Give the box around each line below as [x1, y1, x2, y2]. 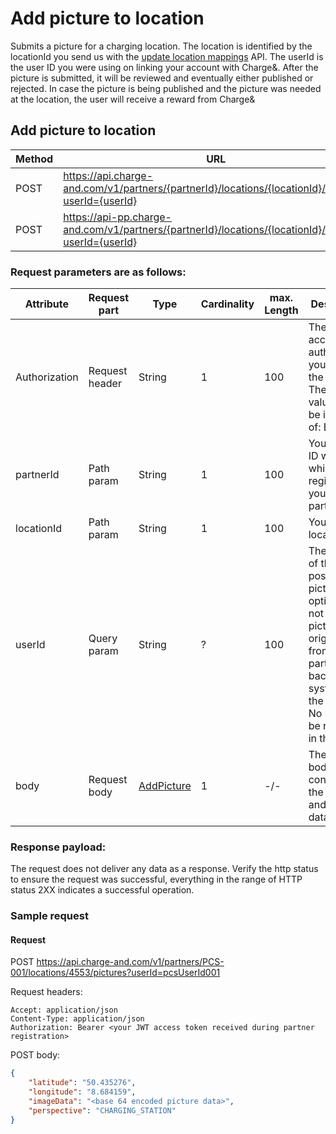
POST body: [10, 1049, 61, 1061]
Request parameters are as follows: [10, 265, 187, 279]
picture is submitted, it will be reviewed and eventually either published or [10, 72, 314, 84]
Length [264, 303, 299, 317]
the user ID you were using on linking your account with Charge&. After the [10, 61, 319, 73]
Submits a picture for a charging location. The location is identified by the [10, 40, 313, 52]
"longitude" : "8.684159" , [28, 1087, 137, 1097]
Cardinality [200, 297, 255, 311]
